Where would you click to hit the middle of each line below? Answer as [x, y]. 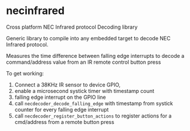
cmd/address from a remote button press [64, 122]
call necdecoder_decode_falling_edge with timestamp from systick [94, 103]
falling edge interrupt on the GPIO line [60, 97]
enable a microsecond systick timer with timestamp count [84, 91]
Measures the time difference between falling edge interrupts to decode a [95, 56]
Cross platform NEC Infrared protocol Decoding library [72, 27]
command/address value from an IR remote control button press [84, 62]
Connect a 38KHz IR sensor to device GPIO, [67, 85]
